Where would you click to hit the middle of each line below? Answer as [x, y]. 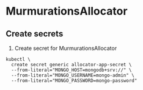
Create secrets [35, 34]
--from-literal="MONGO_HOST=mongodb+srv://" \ [71, 70]
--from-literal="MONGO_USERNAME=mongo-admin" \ [73, 75]
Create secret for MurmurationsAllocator [66, 48]
